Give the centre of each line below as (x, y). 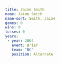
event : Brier (25, 45)
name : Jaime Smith (24, 14)
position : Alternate (32, 54)
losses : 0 (15, 32)
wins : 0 (13, 27)
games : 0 (14, 23)
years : (12, 37)
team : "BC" (23, 50)
